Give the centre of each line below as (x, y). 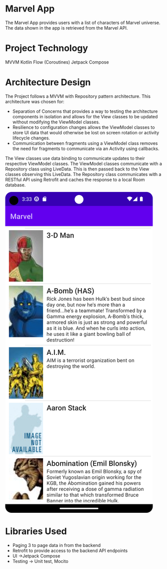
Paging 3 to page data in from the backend (56, 545)
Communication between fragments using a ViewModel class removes (85, 143)
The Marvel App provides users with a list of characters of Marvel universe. (83, 23)
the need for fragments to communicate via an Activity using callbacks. (86, 148)
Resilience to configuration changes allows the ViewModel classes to (83, 127)
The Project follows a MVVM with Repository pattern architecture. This (78, 96)
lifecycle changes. (31, 138)
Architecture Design (48, 82)
